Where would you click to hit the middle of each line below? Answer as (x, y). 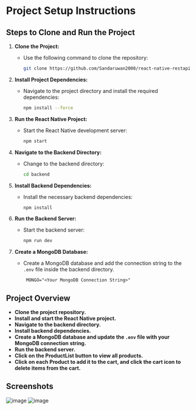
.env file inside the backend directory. (69, 270)
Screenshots (30, 386)
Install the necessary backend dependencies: (78, 197)
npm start (35, 141)
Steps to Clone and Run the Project (71, 32)
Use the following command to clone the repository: (85, 58)
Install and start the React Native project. (65, 318)
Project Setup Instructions (71, 11)
